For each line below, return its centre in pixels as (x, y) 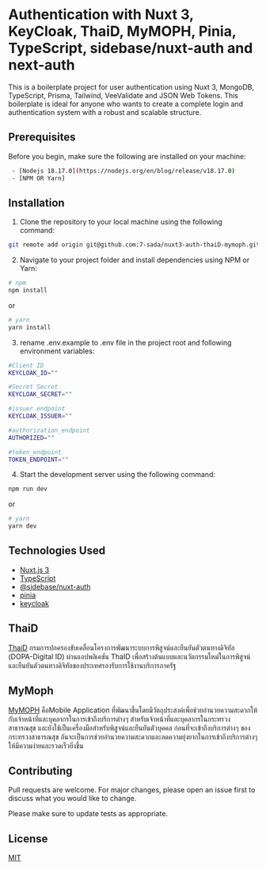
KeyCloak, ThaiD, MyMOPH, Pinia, (122, 31)
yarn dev (23, 526)
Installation (36, 202)
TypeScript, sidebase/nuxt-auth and (131, 48)
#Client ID (26, 365)
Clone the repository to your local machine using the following (121, 222)
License (28, 839)
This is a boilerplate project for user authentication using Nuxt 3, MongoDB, (131, 87)
